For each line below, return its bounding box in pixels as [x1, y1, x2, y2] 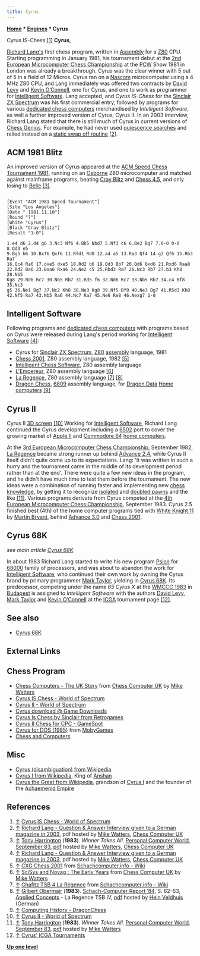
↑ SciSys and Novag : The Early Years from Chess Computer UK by [15, 868, 181, 875]
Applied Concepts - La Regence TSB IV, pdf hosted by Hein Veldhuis [15, 894, 183, 901]
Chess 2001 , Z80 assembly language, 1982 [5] [15, 355, 129, 362]
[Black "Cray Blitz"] [7, 225, 61, 231]
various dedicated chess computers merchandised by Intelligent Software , [7, 105, 189, 112]
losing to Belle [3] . [7, 182, 52, 189]
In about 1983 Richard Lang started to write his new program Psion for [7, 557, 179, 565]
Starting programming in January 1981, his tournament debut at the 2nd [7, 54, 182, 61]
